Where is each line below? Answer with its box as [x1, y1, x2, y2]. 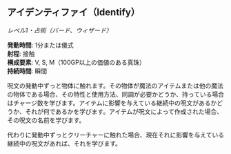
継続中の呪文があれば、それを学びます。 [7, 139, 122, 147]
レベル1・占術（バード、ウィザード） [7, 26, 112, 35]
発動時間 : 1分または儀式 [7, 41, 74, 49]
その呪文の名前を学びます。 [7, 116, 86, 124]
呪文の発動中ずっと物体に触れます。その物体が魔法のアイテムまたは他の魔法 [7, 81, 224, 90]
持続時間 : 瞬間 [7, 66, 47, 75]
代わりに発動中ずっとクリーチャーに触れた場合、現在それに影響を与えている [7, 131, 225, 139]
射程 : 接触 [7, 49, 35, 57]
